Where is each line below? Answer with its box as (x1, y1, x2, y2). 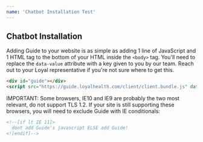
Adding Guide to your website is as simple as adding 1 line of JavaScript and (6, 47, 196, 54)
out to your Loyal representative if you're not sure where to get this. (6, 66, 175, 74)
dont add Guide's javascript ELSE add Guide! (11, 125, 129, 131)
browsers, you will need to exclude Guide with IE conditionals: (6, 108, 161, 115)
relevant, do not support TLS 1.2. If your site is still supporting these (6, 101, 175, 109)
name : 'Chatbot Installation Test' (6, 8, 96, 15)
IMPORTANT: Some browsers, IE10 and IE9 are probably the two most (6, 95, 180, 102)
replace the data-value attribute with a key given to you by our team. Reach (6, 60, 195, 67)
